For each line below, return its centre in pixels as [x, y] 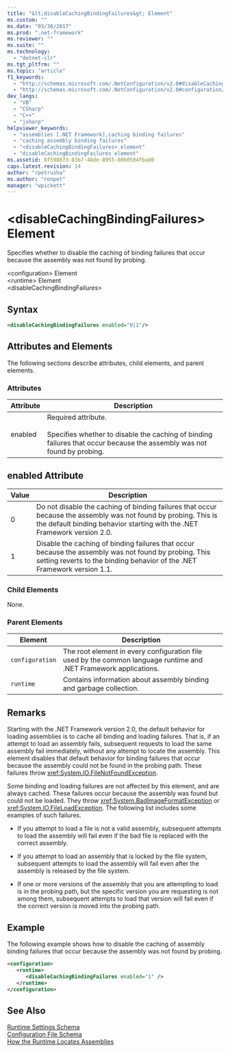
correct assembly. [42, 843]
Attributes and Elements [60, 347]
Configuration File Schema [44, 1034]
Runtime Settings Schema [43, 1027]
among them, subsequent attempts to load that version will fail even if [115, 899]
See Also [26, 1011]
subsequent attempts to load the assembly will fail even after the [108, 864]
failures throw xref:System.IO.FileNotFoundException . [83, 773]
